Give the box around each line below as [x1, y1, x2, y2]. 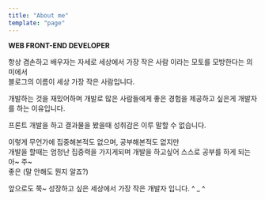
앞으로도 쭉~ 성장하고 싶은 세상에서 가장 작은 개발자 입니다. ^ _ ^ [8, 183, 206, 193]
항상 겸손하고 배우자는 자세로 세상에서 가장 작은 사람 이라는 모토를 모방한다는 [8, 57, 245, 66]
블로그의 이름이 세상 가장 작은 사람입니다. [8, 77, 135, 86]
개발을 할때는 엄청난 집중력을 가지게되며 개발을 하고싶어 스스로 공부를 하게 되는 [8, 147, 252, 157]
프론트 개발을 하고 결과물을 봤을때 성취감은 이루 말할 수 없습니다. [8, 120, 207, 130]
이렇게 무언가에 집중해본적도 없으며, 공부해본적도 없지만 [8, 137, 180, 146]
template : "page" [8, 19, 66, 27]
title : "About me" [8, 11, 69, 20]
